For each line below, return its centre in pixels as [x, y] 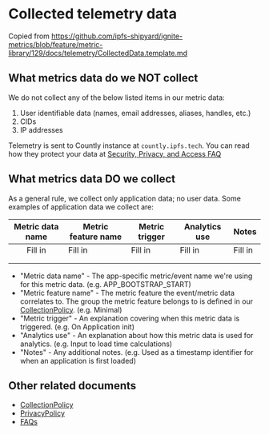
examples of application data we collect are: [81, 207]
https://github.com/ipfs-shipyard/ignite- [117, 36]
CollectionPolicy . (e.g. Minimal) [71, 309]
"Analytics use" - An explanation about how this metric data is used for [137, 335]
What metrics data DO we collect [92, 179]
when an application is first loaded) [78, 360]
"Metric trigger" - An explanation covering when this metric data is [130, 318]
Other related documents [72, 386]
